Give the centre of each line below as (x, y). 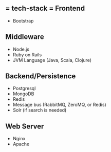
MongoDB (23, 94)
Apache (21, 144)
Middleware (25, 37)
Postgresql (24, 89)
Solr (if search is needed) (40, 110)
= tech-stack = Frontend (45, 8)
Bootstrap (23, 20)
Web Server (25, 126)
